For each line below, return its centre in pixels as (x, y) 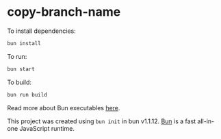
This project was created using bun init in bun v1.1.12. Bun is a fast (102, 121)
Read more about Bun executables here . (64, 108)
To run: (17, 56)
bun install (24, 43)
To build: (19, 82)
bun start (21, 69)
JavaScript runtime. (47, 128)
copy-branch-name (64, 12)
